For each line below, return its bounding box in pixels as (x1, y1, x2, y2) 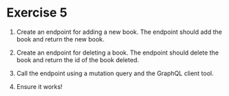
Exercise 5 (6, 5, 68, 21)
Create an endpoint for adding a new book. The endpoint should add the (16, 28, 222, 36)
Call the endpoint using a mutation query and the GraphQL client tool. (16, 69, 215, 77)
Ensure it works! (16, 82, 63, 90)
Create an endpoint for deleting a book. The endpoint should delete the (16, 48, 219, 57)
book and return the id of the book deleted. (16, 55, 139, 64)
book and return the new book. (16, 35, 105, 43)
